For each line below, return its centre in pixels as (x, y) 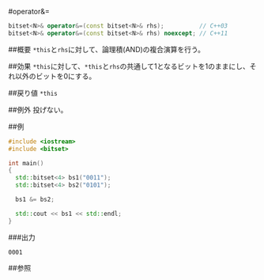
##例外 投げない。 (38, 109)
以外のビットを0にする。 (55, 76)
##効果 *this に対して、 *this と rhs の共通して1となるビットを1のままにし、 (129, 66)
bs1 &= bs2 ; (35, 199)
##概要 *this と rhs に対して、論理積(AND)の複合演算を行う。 (107, 49)
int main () (26, 163)
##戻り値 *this (33, 93)
